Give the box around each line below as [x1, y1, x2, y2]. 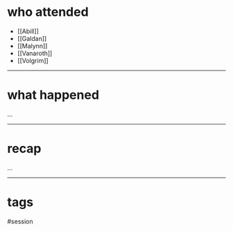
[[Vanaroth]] [17, 49, 53, 57]
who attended [7, 4, 89, 20]
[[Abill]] [17, 27, 40, 35]
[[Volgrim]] [17, 56, 49, 64]
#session [7, 217, 33, 225]
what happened [7, 87, 99, 103]
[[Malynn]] [17, 41, 48, 50]
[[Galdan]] [17, 34, 47, 42]
